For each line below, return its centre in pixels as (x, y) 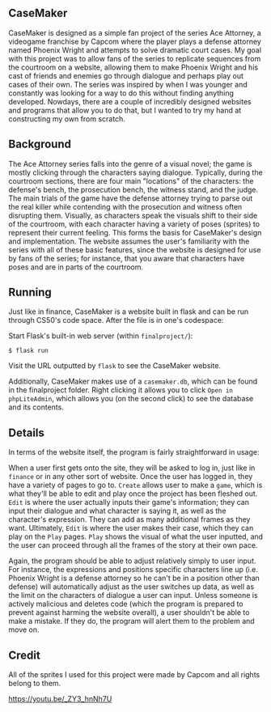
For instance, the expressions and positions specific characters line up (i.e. (133, 570)
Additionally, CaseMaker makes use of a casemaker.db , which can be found (133, 381)
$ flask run (28, 351)
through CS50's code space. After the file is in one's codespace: (116, 320)
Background (40, 144)
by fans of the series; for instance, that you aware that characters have (127, 258)
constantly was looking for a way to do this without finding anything (121, 93)
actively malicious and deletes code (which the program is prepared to (126, 604)
